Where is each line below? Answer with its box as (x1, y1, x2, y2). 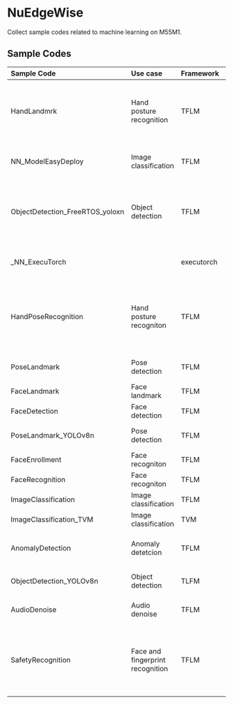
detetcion (130, 547, 162, 557)
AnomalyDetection (10, 543, 71, 553)
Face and (130, 646, 162, 656)
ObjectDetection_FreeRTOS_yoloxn (10, 207, 125, 216)
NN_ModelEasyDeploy (10, 156, 84, 166)
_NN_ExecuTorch (10, 257, 67, 266)
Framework (180, 68, 220, 78)
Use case (130, 68, 163, 78)
